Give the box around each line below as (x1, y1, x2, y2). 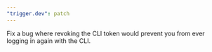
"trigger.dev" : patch (6, 10, 70, 17)
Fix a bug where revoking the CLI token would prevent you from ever (6, 29, 205, 37)
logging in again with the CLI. (6, 36, 91, 45)
